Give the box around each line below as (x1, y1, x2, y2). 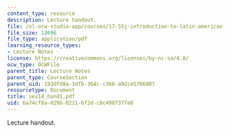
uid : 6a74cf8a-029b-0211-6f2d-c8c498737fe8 (7, 100, 134, 107)
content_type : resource (7, 10, 76, 17)
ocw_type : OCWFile (7, 61, 60, 68)
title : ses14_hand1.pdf (7, 93, 76, 100)
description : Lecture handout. (7, 16, 97, 23)
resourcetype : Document (7, 87, 76, 93)
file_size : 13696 (7, 29, 57, 36)
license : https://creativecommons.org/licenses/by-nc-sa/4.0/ (7, 55, 189, 62)
